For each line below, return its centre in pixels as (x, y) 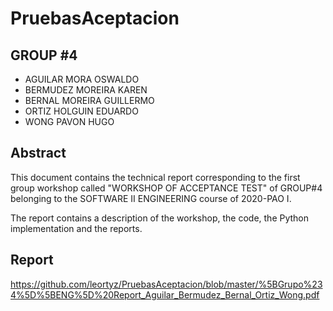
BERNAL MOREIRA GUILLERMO (89, 100)
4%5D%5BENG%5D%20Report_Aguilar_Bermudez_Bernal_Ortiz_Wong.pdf (165, 294)
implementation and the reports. (76, 228)
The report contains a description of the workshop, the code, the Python (160, 218)
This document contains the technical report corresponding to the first (155, 177)
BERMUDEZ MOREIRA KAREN (86, 90)
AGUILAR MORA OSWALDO (82, 79)
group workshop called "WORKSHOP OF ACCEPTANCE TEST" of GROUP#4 (166, 188)
